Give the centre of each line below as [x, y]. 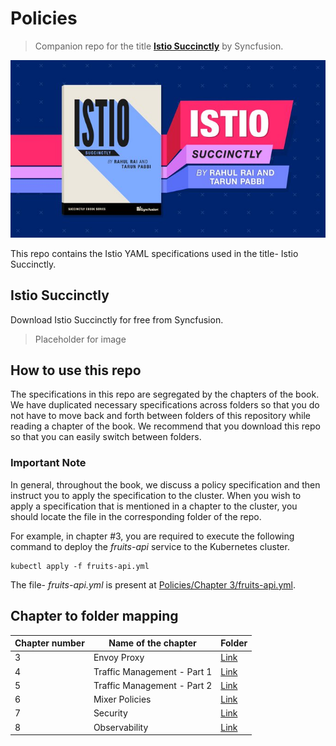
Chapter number [49, 643]
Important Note [48, 463]
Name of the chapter [152, 643]
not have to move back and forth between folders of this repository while [160, 416]
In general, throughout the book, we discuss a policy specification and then [165, 484]
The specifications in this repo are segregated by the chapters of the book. [165, 394]
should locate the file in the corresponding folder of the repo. [136, 516]
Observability [121, 727]
